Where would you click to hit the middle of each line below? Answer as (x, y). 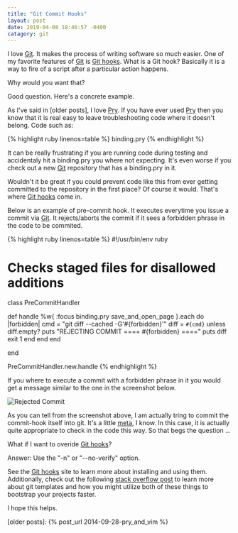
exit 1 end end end (34, 339)
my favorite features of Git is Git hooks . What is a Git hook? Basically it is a (116, 62)
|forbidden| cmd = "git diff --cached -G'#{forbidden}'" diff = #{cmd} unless (117, 324)
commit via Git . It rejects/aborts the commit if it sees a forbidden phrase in (116, 218)
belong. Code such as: (40, 126)
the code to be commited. (45, 226)
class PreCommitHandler (44, 303)
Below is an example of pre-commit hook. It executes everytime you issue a (118, 211)
